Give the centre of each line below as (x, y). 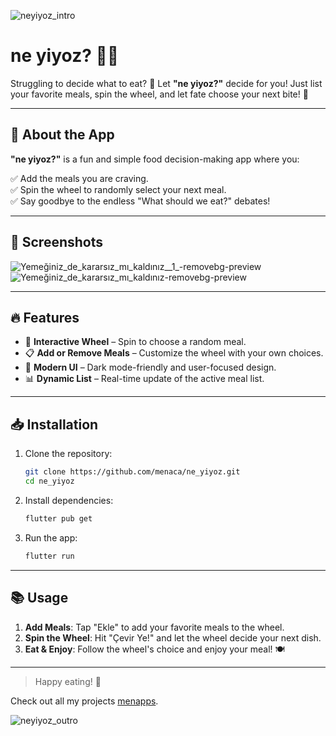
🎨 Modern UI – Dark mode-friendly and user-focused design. (150, 367)
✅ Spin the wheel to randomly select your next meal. (118, 189)
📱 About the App (62, 135)
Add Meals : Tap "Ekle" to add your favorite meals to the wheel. (154, 627)
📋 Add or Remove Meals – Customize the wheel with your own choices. (174, 353)
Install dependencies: (69, 500)
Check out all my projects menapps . (84, 701)
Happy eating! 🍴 (68, 681)
